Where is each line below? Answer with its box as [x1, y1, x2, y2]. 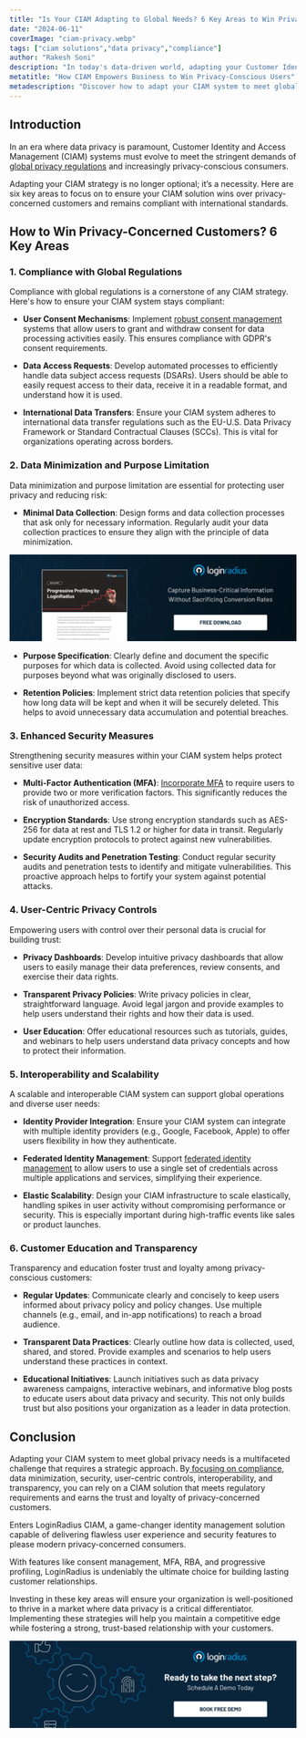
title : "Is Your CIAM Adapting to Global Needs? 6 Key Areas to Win [9, 15, 275, 24]
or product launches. [22, 1219, 102, 1230]
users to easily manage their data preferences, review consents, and [22, 961, 280, 972]
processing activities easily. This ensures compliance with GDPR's [22, 333, 271, 344]
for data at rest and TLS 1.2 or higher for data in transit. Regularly [39, 824, 284, 835]
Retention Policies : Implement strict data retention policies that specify [22, 688, 291, 698]
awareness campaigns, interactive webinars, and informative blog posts [22, 1383, 293, 1394]
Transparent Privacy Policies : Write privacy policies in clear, [22, 988, 251, 999]
